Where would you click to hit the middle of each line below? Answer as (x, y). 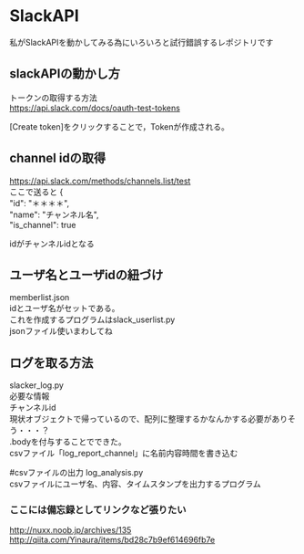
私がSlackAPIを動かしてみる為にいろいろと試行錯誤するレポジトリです (142, 42)
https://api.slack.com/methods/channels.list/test (100, 181)
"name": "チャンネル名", (54, 214)
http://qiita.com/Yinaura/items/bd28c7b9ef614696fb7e (112, 540)
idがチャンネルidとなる (52, 244)
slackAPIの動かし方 (65, 74)
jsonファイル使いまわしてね (61, 331)
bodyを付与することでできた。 (70, 442)
